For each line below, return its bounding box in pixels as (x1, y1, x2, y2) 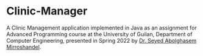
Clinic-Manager (6, 4, 88, 18)
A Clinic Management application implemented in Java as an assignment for (6, 24, 197, 31)
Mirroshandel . (6, 43, 41, 51)
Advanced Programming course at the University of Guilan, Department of (6, 30, 193, 37)
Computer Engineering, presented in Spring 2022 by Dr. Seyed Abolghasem (6, 37, 197, 44)
